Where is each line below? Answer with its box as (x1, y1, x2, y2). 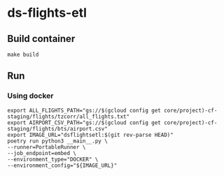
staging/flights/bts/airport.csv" (7, 125, 108, 132)
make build (7, 51, 39, 58)
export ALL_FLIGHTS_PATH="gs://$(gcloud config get (7, 107, 161, 114)
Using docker (7, 91, 54, 101)
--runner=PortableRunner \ (7, 143, 86, 151)
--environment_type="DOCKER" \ (7, 156, 99, 163)
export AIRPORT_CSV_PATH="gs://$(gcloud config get (7, 119, 161, 126)
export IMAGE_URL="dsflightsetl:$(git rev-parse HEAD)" (7, 131, 174, 138)
